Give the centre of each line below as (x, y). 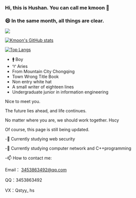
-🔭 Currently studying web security (40, 139)
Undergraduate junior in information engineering (60, 92)
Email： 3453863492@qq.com (36, 170)
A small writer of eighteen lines (43, 87)
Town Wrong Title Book (35, 76)
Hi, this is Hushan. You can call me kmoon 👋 (57, 8)
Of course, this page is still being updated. (47, 130)
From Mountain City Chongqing (43, 72)
